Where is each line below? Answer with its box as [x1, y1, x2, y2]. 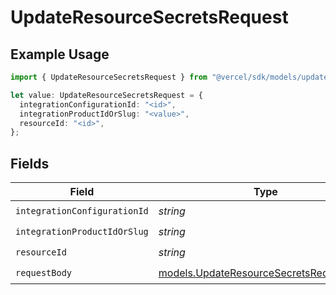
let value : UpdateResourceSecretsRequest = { [10, 90, 203, 100]
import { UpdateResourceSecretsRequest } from [10, 72, 208, 82]
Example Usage [10, 46, 110, 63]
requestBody [15, 267, 73, 278]
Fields [10, 155, 50, 172]
